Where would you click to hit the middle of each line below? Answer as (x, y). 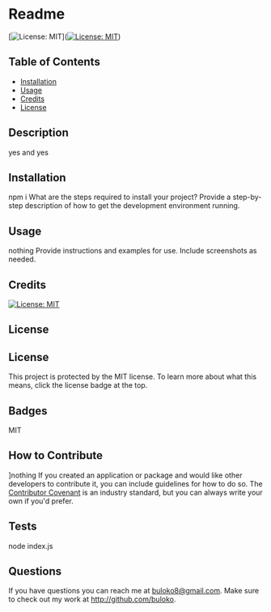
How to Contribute (56, 455)
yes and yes (28, 152)
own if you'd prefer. (41, 501)
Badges (28, 411)
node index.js (31, 546)
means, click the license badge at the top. (78, 385)
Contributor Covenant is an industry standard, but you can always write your (135, 492)
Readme (37, 14)
